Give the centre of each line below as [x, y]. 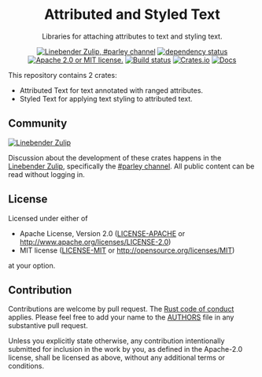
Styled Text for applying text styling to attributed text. [106, 98]
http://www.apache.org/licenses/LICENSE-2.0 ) [95, 242]
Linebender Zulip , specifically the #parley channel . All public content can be [131, 166]
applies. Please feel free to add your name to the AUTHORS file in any [121, 317]
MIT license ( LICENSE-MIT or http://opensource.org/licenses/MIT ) [127, 250]
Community [38, 124]
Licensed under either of [48, 218]
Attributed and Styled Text [132, 15]
